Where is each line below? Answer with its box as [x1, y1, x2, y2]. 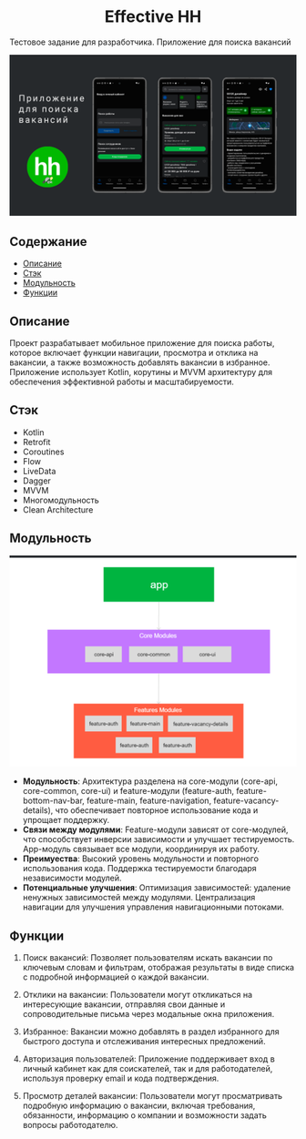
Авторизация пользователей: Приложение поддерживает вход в [22, 1053, 275, 1064]
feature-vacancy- [213, 795, 280, 807]
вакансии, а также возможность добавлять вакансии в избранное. [9, 357, 270, 368]
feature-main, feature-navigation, [86, 795, 212, 807]
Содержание [9, 234, 88, 249]
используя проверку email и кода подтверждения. [22, 1073, 219, 1084]
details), [22, 805, 54, 816]
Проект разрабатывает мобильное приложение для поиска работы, [9, 338, 275, 349]
